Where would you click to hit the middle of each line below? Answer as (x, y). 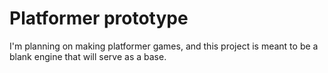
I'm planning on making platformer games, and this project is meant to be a (164, 46)
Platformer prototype (99, 18)
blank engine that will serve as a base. (88, 56)
